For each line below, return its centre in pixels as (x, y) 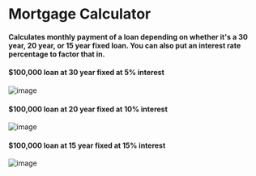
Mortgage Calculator (80, 14)
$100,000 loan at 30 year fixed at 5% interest (86, 73)
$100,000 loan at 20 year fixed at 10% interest (88, 109)
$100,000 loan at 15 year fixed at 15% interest (87, 145)
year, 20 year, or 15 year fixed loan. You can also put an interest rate (125, 45)
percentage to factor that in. (57, 54)
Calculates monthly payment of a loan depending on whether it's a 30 (128, 36)
